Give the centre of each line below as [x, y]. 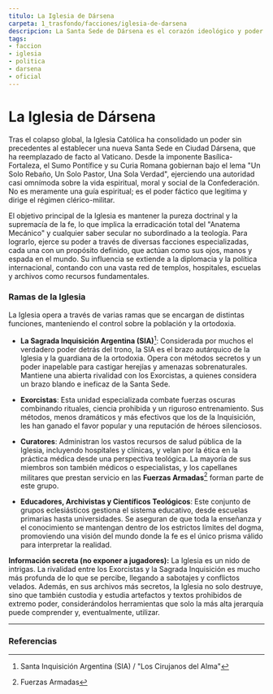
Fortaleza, [25, 165]
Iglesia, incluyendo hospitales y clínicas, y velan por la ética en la [129, 450]
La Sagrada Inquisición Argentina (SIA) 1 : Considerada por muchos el [136, 340]
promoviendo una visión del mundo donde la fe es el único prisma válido [142, 536]
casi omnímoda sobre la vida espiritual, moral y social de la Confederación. [134, 182]
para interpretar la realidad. [66, 545]
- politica [27, 62]
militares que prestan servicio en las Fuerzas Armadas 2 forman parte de [142, 477]
